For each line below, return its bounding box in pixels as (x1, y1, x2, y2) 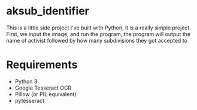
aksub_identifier (6, 4, 90, 18)
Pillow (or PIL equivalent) (14, 90, 77, 97)
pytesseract (14, 97, 45, 104)
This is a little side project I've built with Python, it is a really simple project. (6, 24, 192, 31)
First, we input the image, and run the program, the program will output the (6, 30, 190, 37)
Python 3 (14, 78, 38, 85)
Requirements (6, 58, 78, 72)
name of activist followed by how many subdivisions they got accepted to (6, 37, 187, 44)
